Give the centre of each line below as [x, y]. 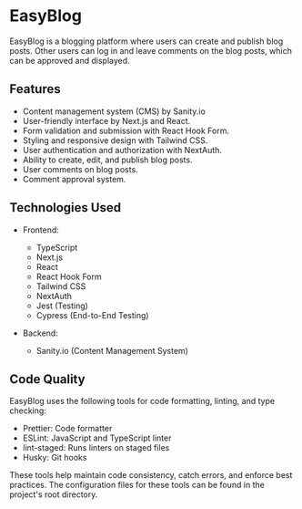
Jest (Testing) [62, 306]
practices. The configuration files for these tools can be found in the [137, 485]
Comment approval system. [74, 179]
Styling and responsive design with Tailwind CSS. [115, 140]
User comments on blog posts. [80, 169]
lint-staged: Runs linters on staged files [96, 448]
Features [35, 89]
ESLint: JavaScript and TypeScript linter [97, 438]
